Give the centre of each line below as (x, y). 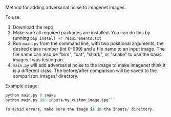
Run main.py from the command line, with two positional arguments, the (88, 43)
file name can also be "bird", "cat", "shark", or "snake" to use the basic (87, 54)
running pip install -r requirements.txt (57, 38)
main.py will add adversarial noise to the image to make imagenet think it (89, 65)
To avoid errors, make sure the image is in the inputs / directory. (80, 109)
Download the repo (33, 27)
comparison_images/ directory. (46, 76)
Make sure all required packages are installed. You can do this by (81, 32)
